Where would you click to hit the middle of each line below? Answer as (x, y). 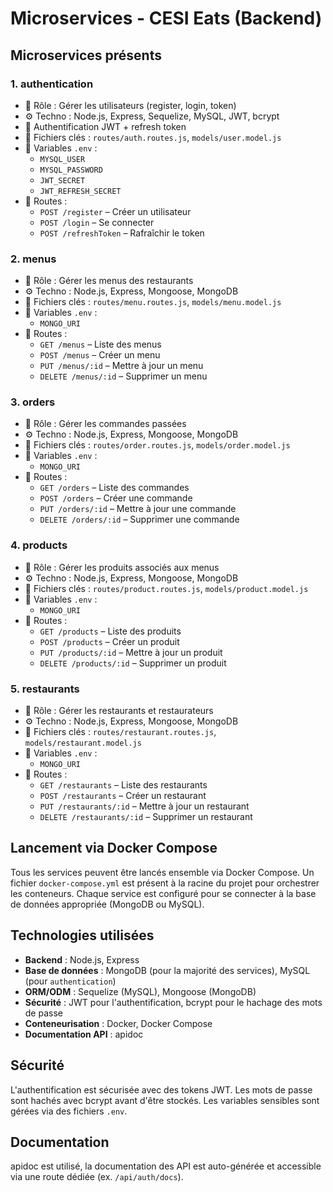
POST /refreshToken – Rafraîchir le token (122, 233)
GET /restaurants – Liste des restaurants (123, 785)
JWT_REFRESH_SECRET (80, 191)
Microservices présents (86, 55)
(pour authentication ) (70, 981)
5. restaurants (45, 689)
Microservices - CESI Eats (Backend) (166, 18)
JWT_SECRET (62, 180)
